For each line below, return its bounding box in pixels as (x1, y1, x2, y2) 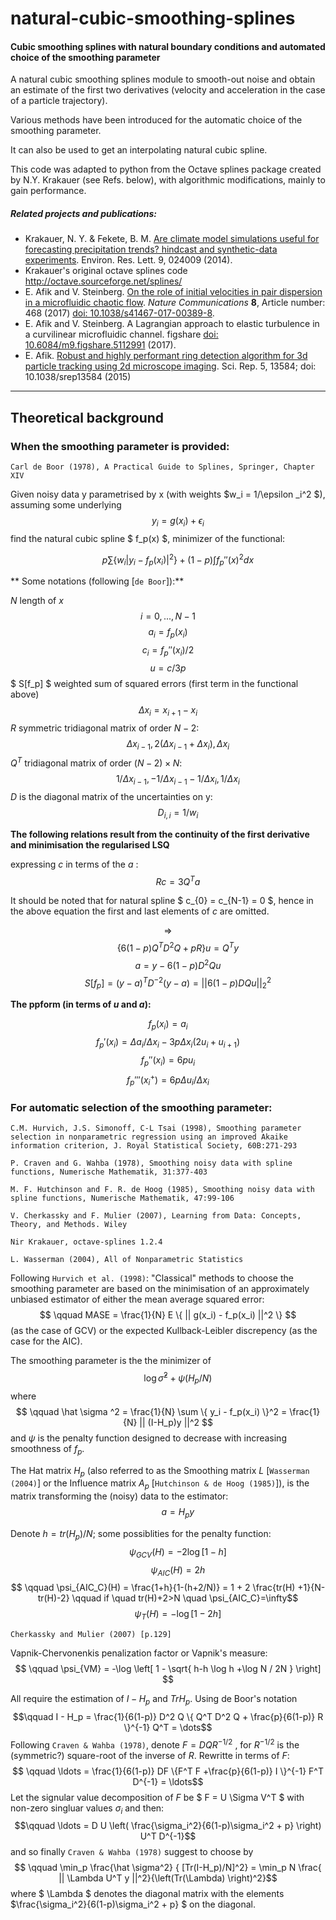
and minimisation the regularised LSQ (10, 838, 170, 851)
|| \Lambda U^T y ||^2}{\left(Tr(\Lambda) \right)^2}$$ (58, 1872, 278, 1884)
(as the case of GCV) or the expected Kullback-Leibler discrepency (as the (10, 1325, 318, 1337)
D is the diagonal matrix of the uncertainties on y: (10, 790, 213, 802)
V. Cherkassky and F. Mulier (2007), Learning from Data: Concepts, (10, 1211, 302, 1221)
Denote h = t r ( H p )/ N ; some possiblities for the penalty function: (10, 1527, 272, 1542)
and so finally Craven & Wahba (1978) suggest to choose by (10, 1846, 254, 1858)
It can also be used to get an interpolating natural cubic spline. (10, 144, 268, 156)
